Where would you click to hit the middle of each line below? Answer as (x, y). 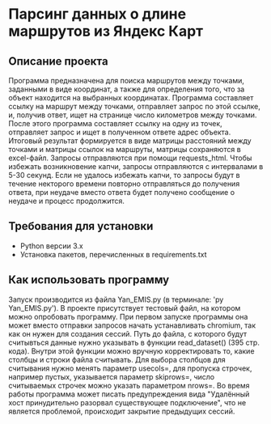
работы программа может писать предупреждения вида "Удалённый (129, 394)
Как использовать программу (89, 280)
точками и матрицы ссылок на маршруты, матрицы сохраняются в (125, 149)
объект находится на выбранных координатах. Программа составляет (131, 98)
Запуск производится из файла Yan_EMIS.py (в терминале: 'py (116, 299)
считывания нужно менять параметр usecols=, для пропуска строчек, (130, 368)
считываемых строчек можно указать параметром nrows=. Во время (129, 385)
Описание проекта (58, 61)
